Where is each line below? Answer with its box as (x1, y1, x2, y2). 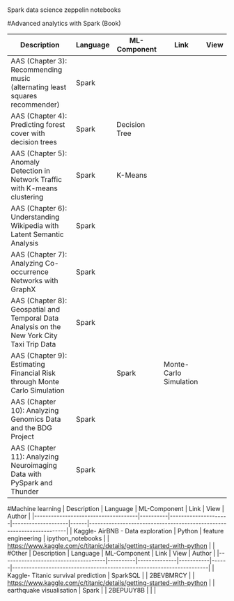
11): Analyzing (10, 452, 59, 462)
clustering (10, 192, 44, 201)
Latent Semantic (10, 229, 64, 239)
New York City (10, 330, 58, 340)
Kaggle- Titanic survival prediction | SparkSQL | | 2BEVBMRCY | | (7, 571, 195, 579)
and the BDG (10, 423, 52, 432)
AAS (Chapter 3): (10, 56, 68, 66)
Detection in (10, 166, 51, 176)
